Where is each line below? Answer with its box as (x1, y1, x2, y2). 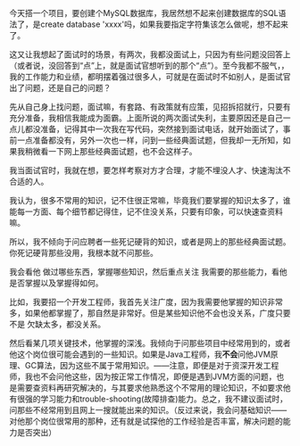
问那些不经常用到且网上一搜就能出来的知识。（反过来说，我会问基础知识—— (9, 405, 287, 415)
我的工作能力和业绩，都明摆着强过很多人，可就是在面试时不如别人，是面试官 (9, 71, 291, 82)
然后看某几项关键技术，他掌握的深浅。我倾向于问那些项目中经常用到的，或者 (9, 338, 291, 348)
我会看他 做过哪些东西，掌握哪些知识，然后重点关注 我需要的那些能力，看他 (9, 267, 287, 277)
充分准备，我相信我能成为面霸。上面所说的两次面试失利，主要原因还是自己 (9, 112, 283, 123)
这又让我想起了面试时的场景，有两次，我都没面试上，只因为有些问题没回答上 (9, 49, 291, 60)
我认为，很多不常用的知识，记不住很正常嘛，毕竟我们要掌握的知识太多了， (9, 195, 283, 205)
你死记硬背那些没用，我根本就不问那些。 (9, 248, 158, 258)
